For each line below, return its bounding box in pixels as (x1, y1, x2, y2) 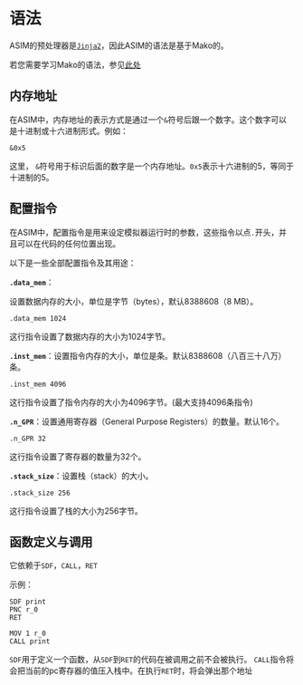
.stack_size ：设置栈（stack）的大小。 (9, 470, 154, 481)
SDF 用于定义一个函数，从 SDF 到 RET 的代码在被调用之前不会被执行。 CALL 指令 (9, 654, 287, 665)
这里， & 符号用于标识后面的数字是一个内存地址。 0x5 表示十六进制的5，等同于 (9, 160, 294, 171)
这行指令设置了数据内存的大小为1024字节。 (9, 331, 170, 342)
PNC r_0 (9, 605, 39, 614)
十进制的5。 (9, 171, 54, 182)
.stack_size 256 (9, 488, 71, 497)
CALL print (9, 637, 51, 646)
